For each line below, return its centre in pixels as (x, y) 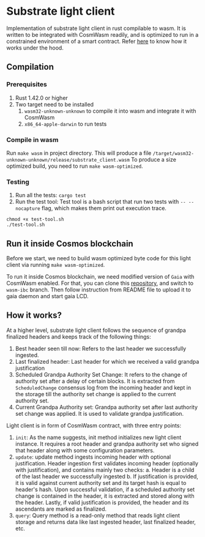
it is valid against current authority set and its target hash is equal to (101, 483)
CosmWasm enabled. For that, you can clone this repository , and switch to (100, 284)
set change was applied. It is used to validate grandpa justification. (99, 413)
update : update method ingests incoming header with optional (93, 457)
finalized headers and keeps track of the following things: (79, 336)
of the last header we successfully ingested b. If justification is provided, (107, 476)
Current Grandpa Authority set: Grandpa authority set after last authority (106, 407)
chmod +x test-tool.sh (35, 220)
